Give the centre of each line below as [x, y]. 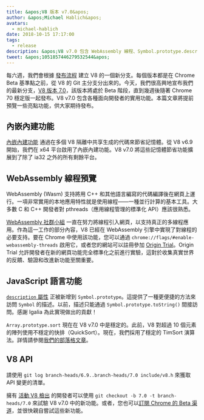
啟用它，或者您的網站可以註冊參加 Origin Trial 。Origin [127, 245]
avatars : [17, 23]
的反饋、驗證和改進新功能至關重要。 [52, 260]
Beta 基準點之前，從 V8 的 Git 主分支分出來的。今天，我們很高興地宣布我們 [100, 83]
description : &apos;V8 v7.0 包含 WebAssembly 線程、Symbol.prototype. [95, 52]
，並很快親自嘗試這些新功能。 [49, 410]
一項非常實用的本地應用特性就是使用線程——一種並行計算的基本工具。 [104, 202]
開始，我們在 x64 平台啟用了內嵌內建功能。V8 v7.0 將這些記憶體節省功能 [97, 150]
